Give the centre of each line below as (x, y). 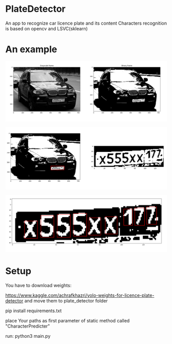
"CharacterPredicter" (28, 326)
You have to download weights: (39, 285)
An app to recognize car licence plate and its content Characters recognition (86, 23)
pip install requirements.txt (34, 311)
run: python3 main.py (28, 336)
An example (31, 50)
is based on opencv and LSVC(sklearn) (47, 28)
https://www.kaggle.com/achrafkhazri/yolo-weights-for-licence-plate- (80, 295)
